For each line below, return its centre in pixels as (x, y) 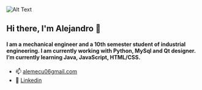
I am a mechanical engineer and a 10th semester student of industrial (96, 44)
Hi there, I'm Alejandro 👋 (54, 28)
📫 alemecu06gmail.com (46, 71)
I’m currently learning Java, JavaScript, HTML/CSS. (73, 57)
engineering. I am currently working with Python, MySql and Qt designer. (101, 51)
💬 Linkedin (28, 80)
